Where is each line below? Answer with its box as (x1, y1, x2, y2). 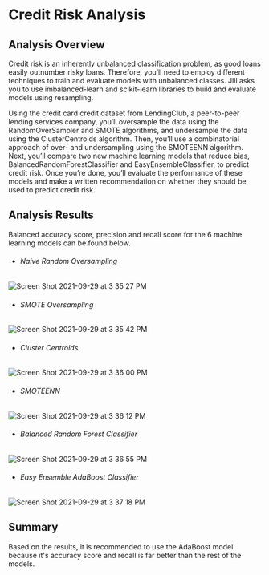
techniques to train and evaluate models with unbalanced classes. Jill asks (8, 76, 255, 85)
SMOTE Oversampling (19, 299, 94, 310)
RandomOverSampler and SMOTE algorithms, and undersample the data (8, 126, 248, 135)
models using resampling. (8, 93, 94, 102)
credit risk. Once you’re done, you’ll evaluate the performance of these (8, 168, 243, 177)
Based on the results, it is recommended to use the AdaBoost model (8, 541, 234, 551)
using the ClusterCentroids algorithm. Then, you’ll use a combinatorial (8, 134, 239, 144)
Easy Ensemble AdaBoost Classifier (19, 472, 139, 482)
